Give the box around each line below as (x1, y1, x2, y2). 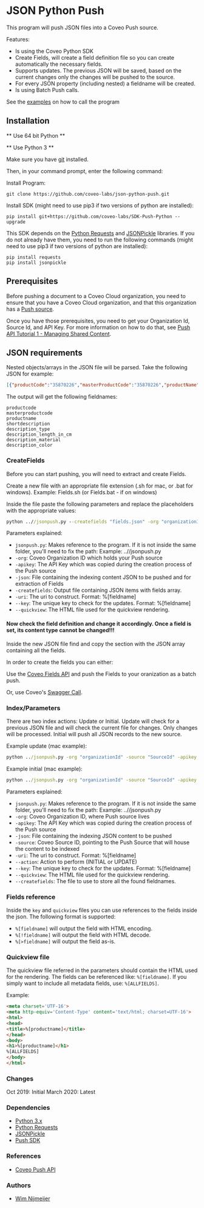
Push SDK (15, 1137, 41, 1144)
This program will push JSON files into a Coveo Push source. (6, 24, 159, 31)
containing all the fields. (6, 647, 66, 654)
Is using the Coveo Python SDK (15, 47, 94, 55)
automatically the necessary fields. (15, 60, 103, 68)
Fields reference (6, 892, 56, 901)
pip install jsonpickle (6, 260, 67, 266)
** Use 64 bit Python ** (6, 132, 66, 139)
